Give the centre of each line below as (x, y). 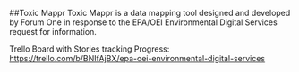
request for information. (53, 32)
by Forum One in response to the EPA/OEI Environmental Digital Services (143, 22)
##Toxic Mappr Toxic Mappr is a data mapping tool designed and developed (150, 13)
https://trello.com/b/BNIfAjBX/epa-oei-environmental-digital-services (137, 58)
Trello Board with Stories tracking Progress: (90, 49)
